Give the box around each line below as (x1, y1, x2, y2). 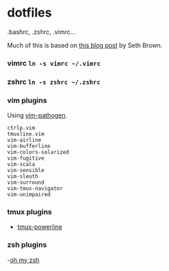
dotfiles (7, 5, 52, 21)
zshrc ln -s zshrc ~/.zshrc (7, 77, 101, 86)
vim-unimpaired (7, 191, 51, 198)
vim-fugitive (7, 155, 45, 162)
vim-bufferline (7, 143, 51, 150)
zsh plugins (7, 240, 47, 250)
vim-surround (7, 179, 45, 186)
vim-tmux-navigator (7, 185, 63, 192)
